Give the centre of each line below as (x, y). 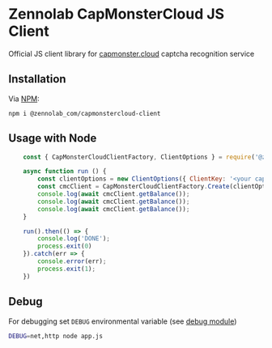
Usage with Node (53, 138)
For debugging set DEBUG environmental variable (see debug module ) (123, 321)
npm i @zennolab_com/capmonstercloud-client (85, 113)
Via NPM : (24, 99)
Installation (37, 79)
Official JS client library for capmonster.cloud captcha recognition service (132, 53)
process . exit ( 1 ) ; (66, 269)
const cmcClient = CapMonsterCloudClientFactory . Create (134, 187)
